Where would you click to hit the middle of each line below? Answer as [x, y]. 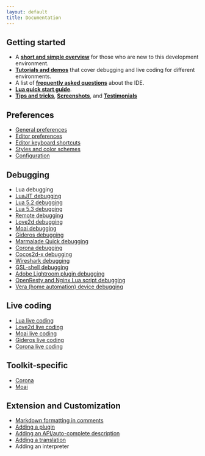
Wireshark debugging [42, 260]
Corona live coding [39, 346]
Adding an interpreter [42, 446]
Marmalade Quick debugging [52, 241]
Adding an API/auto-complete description [67, 433]
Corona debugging [39, 248]
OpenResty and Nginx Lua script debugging [70, 280]
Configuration [32, 155]
